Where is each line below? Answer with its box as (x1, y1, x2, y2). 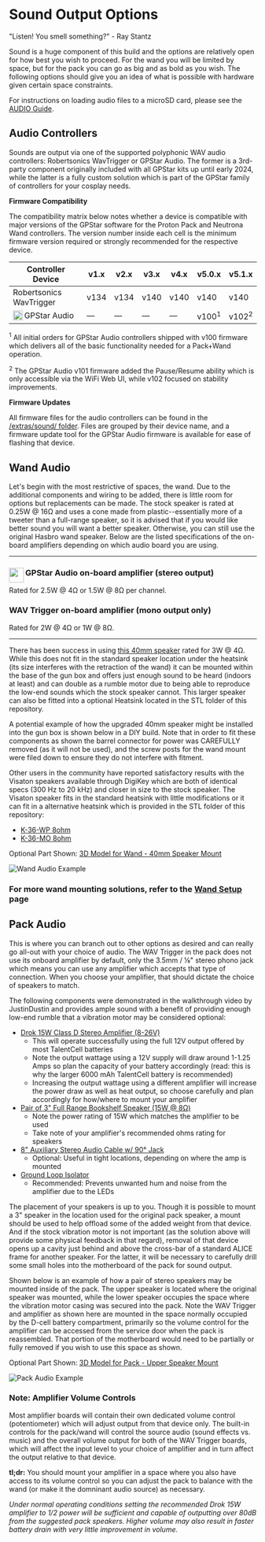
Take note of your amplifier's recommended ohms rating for (31, 1128, 226, 1137)
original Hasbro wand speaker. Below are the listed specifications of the (9, 532, 242, 542)
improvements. (9, 383, 57, 392)
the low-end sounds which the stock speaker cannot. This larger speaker (9, 687, 246, 697)
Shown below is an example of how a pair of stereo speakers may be (9, 1275, 233, 1285)
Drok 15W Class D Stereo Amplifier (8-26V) (20, 1027, 160, 1037)
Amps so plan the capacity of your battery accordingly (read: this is (31, 1061, 251, 1071)
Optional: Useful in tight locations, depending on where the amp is (31, 1153, 247, 1163)
